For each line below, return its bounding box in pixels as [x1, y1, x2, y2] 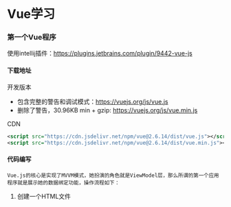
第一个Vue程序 [7, 32, 56, 42]
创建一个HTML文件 [16, 192, 71, 200]
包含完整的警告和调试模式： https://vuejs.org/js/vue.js [16, 97, 168, 106]
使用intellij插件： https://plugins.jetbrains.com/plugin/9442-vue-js [7, 49, 192, 58]
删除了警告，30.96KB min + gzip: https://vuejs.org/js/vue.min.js [16, 106, 198, 114]
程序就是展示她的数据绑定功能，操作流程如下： [7, 179, 120, 186]
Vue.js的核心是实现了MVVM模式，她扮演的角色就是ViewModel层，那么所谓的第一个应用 [7, 172, 219, 179]
